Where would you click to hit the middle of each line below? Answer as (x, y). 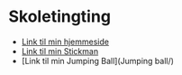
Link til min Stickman (60, 51)
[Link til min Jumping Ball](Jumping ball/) (98, 61)
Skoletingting (60, 17)
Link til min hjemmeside (65, 42)
